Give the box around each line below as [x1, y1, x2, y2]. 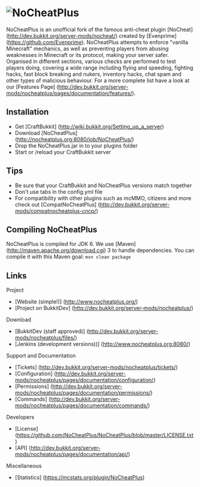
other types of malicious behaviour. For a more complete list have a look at [6, 77, 190, 84]
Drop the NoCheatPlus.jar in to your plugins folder [14, 142, 138, 149]
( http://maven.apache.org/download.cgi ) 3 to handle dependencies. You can [6, 246, 195, 254]
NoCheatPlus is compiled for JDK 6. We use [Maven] [6, 241, 136, 248]
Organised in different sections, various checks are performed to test [6, 58, 176, 65]
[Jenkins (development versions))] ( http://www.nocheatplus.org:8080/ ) [14, 341, 191, 348]
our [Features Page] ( [6, 83, 59, 90]
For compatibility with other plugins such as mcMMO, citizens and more [14, 194, 192, 202]
